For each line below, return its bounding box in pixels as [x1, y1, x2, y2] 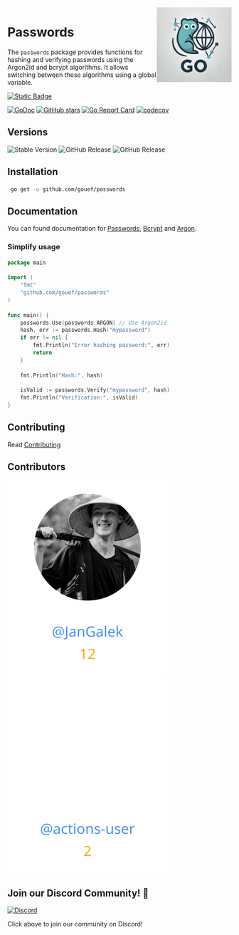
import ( [7, 274, 33, 281]
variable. [7, 78, 33, 86]
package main [7, 259, 46, 266]
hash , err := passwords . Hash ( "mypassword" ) [20, 327, 152, 334]
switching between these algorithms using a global [7, 70, 156, 79]
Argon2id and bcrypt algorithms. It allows [7, 63, 129, 71]
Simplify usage [7, 242, 60, 252]
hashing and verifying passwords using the [7, 55, 134, 63]
